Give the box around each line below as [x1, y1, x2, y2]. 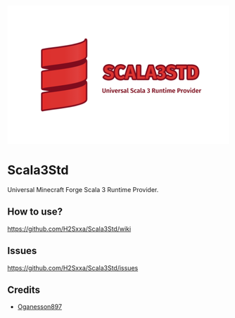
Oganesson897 [17, 303, 62, 311]
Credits [7, 284, 41, 295]
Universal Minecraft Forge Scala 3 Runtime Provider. [7, 185, 159, 193]
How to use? [7, 206, 63, 218]
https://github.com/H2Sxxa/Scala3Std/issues [7, 263, 139, 272]
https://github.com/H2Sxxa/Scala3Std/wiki [7, 224, 132, 233]
